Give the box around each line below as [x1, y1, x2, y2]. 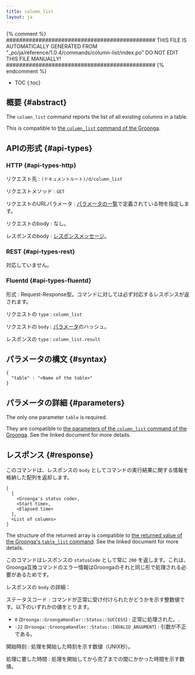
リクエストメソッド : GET [6, 188, 65, 194]
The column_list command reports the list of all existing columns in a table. [6, 113, 188, 120]
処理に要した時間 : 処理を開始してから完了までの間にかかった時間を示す [6, 656, 180, 663]
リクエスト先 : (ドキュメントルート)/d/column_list [6, 176, 123, 182]
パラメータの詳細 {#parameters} [6, 397, 125, 408]
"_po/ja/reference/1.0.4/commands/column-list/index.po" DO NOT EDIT [6, 49, 179, 56]
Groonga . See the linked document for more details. [6, 431, 131, 438]
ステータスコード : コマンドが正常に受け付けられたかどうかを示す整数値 [6, 596, 180, 603]
